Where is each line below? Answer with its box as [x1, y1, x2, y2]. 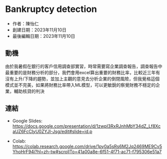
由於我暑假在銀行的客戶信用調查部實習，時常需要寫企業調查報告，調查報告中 [5, 63, 163, 69]
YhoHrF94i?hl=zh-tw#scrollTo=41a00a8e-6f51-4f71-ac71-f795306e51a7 [12, 149, 162, 155]
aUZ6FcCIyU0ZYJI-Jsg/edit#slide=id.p [12, 128, 93, 134]
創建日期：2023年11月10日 [12, 26, 67, 33]
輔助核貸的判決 [13, 88, 45, 94]
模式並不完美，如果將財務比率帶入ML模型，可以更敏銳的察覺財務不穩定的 [5, 82, 156, 88]
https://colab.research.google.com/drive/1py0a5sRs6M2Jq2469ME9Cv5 [12, 143, 163, 149]
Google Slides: [12, 118, 43, 124]
